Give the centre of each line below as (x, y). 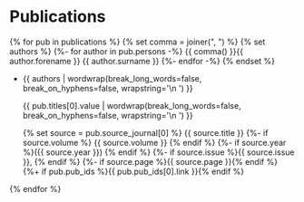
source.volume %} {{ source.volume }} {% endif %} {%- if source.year (154, 142)
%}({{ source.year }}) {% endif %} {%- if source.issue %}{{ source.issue (158, 152)
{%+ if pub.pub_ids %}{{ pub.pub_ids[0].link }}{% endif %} (133, 171)
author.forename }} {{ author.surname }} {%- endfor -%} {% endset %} (142, 61)
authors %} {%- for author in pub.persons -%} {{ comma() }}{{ (126, 51)
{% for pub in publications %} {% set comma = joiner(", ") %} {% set (137, 42)
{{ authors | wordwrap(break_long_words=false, (112, 78)
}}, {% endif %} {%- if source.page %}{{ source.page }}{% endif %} (150, 161)
